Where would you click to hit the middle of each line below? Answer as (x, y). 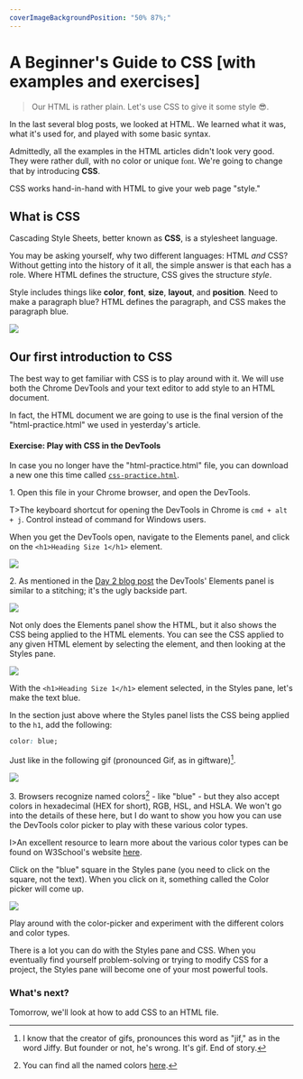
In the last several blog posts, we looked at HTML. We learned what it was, (148, 124)
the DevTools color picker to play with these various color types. (129, 825)
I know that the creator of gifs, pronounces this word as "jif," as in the (151, 1037)
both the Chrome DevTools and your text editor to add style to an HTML (142, 388)
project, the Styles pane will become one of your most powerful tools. (139, 969)
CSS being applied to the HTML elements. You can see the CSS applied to (147, 635)
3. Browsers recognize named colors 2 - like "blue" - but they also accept (144, 795)
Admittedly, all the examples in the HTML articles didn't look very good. (142, 151)
